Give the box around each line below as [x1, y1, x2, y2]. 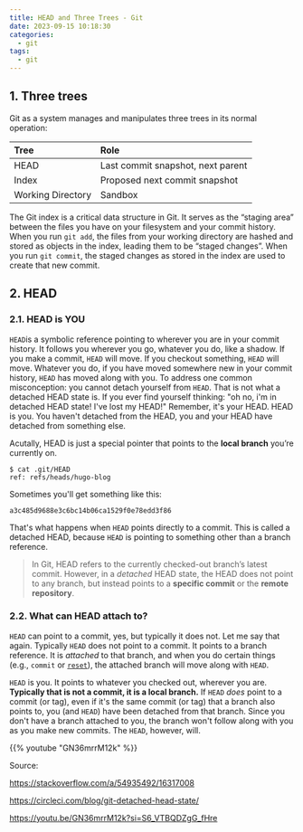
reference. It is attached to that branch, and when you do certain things [9, 649, 276, 660]
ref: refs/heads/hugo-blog [9, 472, 111, 482]
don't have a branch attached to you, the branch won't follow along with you [9, 715, 294, 726]
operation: [9, 122, 48, 133]
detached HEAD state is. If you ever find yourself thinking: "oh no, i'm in [9, 391, 278, 402]
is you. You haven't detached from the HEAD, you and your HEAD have [9, 411, 273, 421]
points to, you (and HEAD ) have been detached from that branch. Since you [9, 705, 286, 716]
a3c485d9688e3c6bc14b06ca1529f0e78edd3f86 [9, 506, 172, 515]
